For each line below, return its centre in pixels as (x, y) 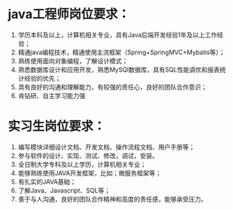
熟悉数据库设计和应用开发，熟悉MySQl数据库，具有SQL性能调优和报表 (119, 70)
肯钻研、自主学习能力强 (51, 95)
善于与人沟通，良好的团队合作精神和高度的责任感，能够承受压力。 (112, 199)
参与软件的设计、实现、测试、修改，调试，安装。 (88, 155)
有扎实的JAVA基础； (47, 181)
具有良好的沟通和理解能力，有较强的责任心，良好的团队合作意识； (112, 87)
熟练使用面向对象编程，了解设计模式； (73, 60)
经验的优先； (42, 78)
